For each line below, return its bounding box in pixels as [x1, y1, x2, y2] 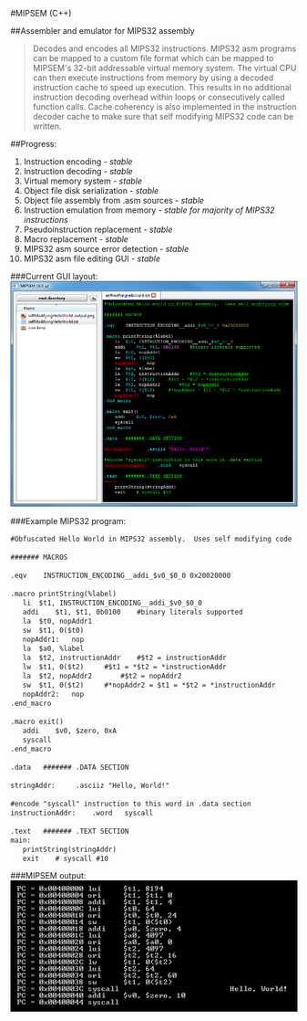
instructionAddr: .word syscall [10, 808, 154, 818]
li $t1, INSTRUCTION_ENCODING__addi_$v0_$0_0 [22, 598, 203, 608]
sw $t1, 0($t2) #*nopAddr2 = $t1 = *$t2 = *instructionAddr [22, 680, 276, 690]
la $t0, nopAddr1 [22, 616, 93, 626]
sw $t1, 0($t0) [22, 626, 85, 636]
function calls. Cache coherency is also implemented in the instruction [32, 101, 297, 112]
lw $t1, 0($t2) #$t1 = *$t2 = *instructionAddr [22, 662, 227, 672]
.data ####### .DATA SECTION [10, 763, 129, 773]
